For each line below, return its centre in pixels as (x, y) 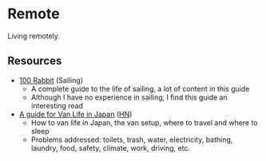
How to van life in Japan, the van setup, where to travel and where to (144, 122)
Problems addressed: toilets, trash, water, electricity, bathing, (132, 139)
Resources (35, 61)
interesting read (57, 105)
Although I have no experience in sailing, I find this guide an (129, 97)
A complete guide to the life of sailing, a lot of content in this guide (140, 88)
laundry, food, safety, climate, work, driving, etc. (111, 147)
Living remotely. (34, 36)
